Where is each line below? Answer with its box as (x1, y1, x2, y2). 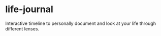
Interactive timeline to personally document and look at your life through (5, 20, 156, 26)
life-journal (5, 4, 53, 15)
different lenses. (5, 25, 40, 31)
